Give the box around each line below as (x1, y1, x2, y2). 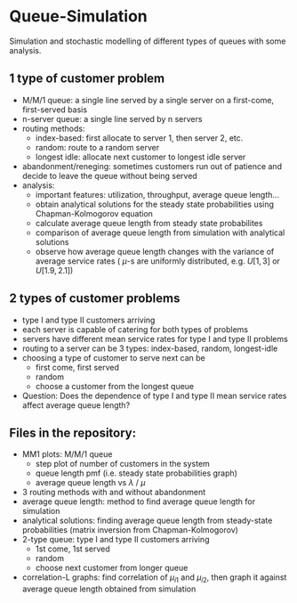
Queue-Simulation (9, 6, 148, 27)
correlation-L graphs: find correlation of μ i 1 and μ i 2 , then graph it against (21, 572, 287, 585)
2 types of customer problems (9, 291, 181, 306)
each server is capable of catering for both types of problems (21, 323, 249, 335)
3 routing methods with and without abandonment (21, 487, 206, 498)
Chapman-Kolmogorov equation (35, 208, 154, 219)
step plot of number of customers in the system (35, 459, 211, 469)
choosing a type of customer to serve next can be (21, 352, 206, 363)
